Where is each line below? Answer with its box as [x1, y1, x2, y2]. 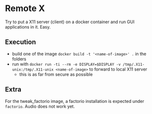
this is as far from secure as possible [19, 71, 93, 77]
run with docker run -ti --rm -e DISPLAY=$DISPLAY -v [12, 61, 121, 67]
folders [12, 56, 27, 62]
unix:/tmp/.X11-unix [12, 67, 54, 72]
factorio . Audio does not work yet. [5, 103, 75, 109]
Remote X [5, 3, 45, 14]
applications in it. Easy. [5, 24, 51, 29]
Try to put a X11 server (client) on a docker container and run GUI [5, 19, 135, 25]
